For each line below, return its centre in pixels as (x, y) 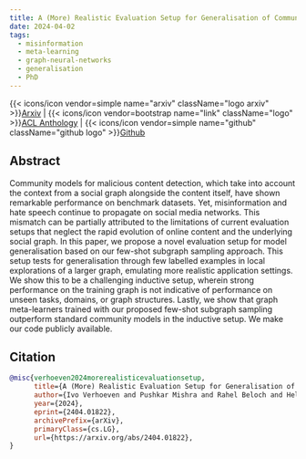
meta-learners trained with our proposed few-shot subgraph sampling (141, 309)
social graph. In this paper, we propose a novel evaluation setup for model (148, 241)
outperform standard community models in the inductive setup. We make (147, 318)
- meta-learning (48, 52)
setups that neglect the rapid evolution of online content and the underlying (151, 231)
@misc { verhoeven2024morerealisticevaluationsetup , (107, 378)
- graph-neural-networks (65, 60)
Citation (33, 357)
